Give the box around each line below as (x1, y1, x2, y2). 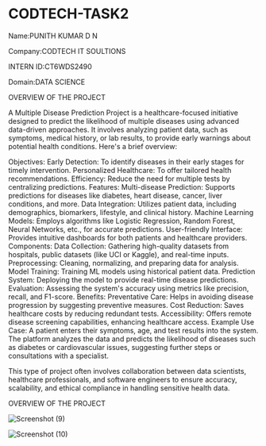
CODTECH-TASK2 (8, 5, 129, 23)
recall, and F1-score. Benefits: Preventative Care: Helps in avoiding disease (8, 291, 254, 302)
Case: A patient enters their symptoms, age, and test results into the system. (8, 325, 259, 335)
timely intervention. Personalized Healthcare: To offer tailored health (8, 165, 232, 175)
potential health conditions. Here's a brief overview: (8, 141, 178, 151)
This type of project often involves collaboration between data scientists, (8, 366, 247, 375)
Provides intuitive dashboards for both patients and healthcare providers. (8, 233, 248, 242)
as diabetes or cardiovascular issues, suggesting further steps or (8, 342, 222, 352)
